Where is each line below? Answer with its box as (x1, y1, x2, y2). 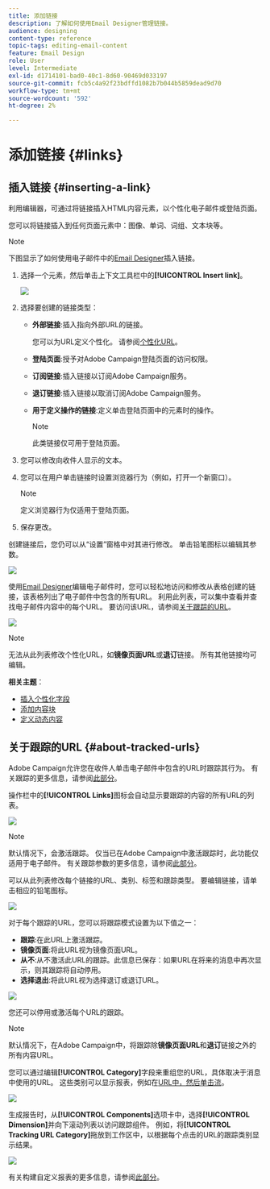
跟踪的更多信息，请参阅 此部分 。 (15, 773, 122, 783)
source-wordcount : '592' (8, 94, 92, 102)
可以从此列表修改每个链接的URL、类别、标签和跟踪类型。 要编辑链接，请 (8, 875, 251, 885)
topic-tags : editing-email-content (8, 42, 128, 50)
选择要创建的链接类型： (19, 303, 98, 313)
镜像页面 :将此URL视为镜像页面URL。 (19, 945, 143, 954)
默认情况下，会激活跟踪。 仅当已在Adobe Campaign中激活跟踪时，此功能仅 (8, 848, 260, 858)
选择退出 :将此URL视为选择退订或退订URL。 (19, 975, 164, 984)
